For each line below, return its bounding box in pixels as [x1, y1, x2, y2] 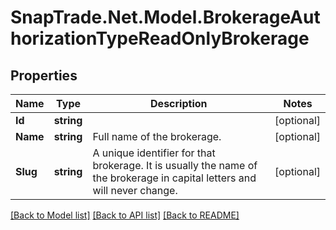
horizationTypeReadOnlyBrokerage [10, 27, 310, 50]
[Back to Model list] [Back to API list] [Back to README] [10, 209, 240, 221]
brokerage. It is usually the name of [92, 159, 258, 172]
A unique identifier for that [92, 146, 216, 160]
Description [150, 97, 208, 110]
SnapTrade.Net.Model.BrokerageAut [10, 6, 321, 29]
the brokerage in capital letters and [92, 171, 257, 185]
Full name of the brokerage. [92, 130, 222, 143]
